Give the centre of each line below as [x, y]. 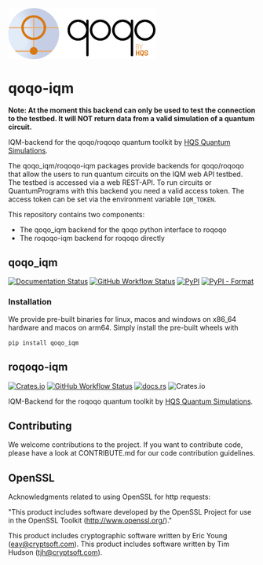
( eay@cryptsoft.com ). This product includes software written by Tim [119, 544]
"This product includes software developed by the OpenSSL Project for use [130, 512]
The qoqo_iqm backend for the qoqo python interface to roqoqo [123, 229]
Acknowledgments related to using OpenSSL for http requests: [109, 497]
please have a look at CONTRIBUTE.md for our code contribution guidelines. [131, 453]
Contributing [40, 425]
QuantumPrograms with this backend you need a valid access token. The [126, 190]
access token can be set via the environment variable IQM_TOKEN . [112, 199]
